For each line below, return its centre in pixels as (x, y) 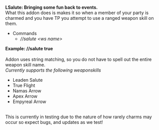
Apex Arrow (25, 96)
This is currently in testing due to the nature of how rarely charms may (78, 117)
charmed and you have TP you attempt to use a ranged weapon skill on (79, 18)
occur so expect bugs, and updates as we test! (54, 122)
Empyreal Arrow (29, 102)
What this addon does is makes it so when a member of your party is (77, 13)
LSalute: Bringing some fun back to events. (51, 7)
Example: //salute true (29, 48)
